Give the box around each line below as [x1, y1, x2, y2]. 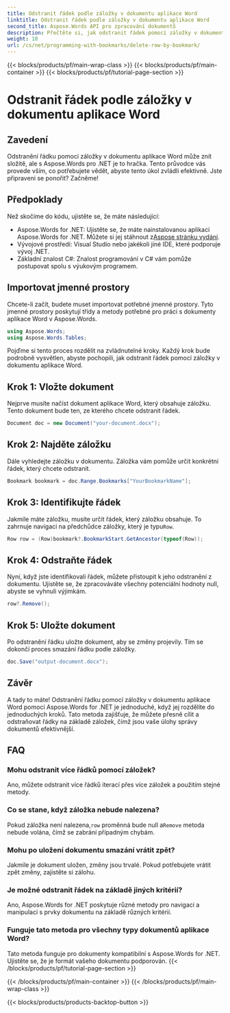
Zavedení [7, 134, 49, 145]
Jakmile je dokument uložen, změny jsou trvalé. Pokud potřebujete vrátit [7, 861, 211, 869]
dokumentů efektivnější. [7, 725, 75, 733]
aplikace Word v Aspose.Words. [7, 314, 97, 323]
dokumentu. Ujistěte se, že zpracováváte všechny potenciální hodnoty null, [7, 580, 219, 588]
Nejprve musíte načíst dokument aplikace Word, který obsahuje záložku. [7, 399, 211, 408]
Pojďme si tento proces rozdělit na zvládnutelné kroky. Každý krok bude [7, 347, 211, 355]
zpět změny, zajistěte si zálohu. [7, 868, 96, 876]
